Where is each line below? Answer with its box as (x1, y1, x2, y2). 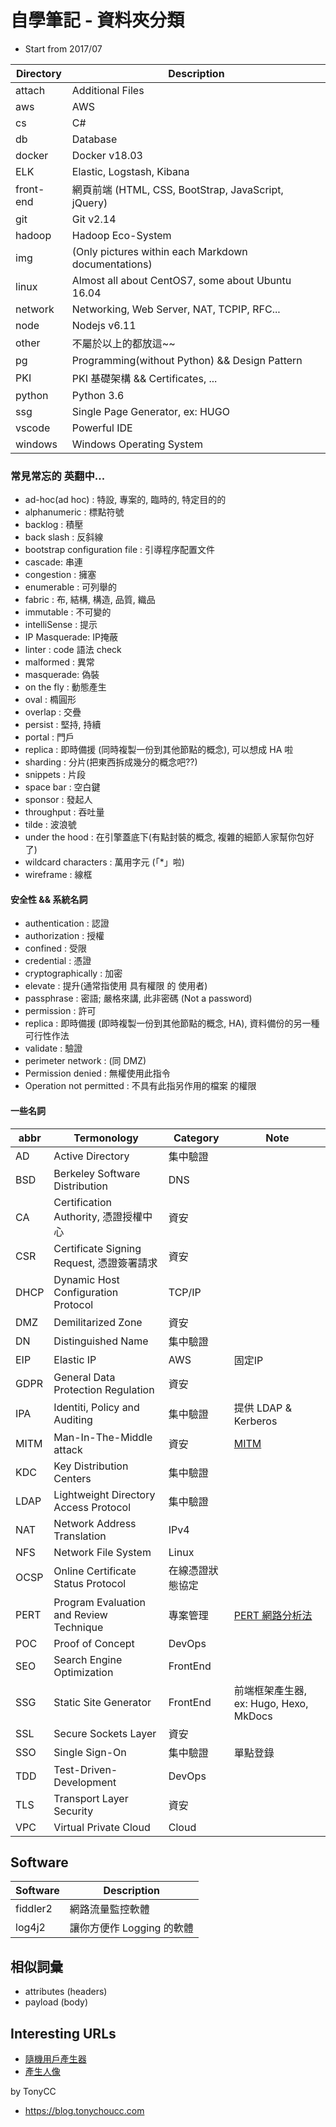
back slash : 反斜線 (24, 531, 104, 543)
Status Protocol (53, 1576, 127, 1590)
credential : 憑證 (24, 955, 92, 967)
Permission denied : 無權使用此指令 (24, 1067, 171, 1080)
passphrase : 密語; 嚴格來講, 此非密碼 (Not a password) (24, 992, 253, 1005)
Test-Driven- (53, 1762, 118, 1776)
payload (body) (24, 1996, 89, 2008)
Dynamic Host (53, 1272, 120, 1286)
